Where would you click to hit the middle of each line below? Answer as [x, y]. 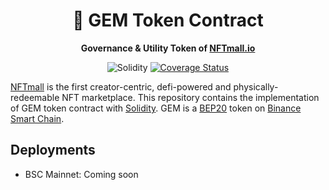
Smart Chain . [37, 118]
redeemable [35, 97]
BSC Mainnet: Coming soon [81, 174]
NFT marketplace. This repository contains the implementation [190, 97]
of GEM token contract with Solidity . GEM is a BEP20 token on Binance [156, 108]
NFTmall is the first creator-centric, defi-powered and [121, 86]
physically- [256, 86]
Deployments [53, 150]
